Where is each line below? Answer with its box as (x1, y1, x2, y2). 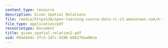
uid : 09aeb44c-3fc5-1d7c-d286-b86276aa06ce (5, 35, 97, 40)
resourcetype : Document (5, 26, 55, 31)
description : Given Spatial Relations (5, 12, 86, 17)
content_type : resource (5, 7, 55, 12)
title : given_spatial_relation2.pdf (5, 30, 81, 35)
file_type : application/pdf (5, 21, 64, 26)
